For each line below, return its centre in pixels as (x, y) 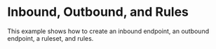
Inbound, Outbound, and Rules (98, 12)
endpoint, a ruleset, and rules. (50, 38)
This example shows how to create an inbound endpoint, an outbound (108, 31)
